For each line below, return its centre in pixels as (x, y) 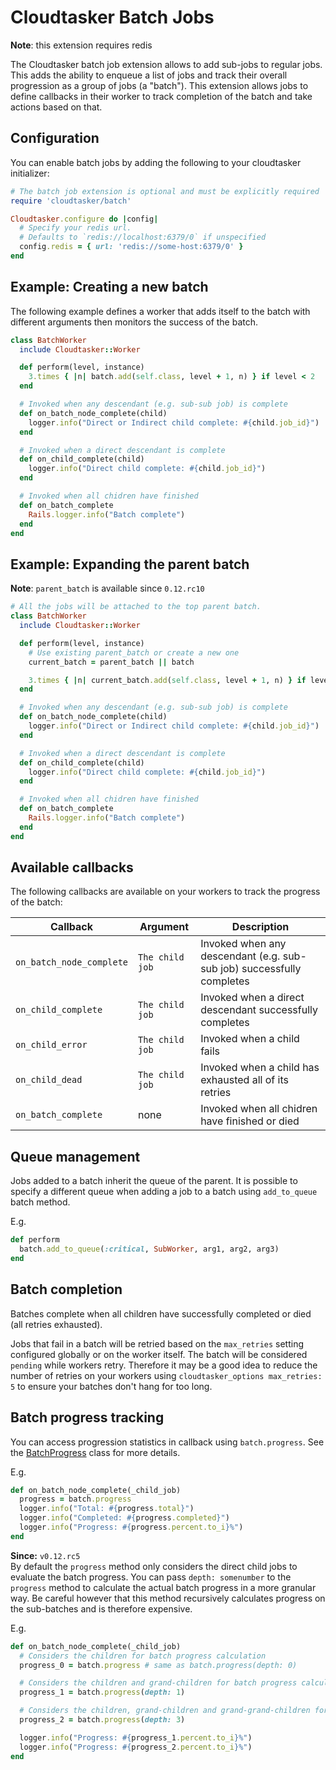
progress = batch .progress (75, 1499)
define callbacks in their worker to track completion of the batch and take (161, 96)
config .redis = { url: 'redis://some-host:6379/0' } (131, 247)
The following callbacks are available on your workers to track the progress (165, 892)
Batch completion (66, 1289)
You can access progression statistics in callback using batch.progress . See (167, 1442)
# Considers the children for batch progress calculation (143, 1656)
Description (260, 927)
